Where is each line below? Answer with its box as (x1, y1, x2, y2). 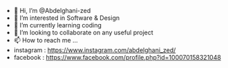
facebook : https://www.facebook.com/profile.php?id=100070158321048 (13, 54, 221, 61)
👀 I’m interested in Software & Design (13, 14, 120, 22)
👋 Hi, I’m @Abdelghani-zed (13, 7, 91, 14)
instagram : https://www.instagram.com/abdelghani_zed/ (13, 46, 176, 54)
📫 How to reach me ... (13, 36, 78, 44)
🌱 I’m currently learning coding (13, 21, 102, 29)
